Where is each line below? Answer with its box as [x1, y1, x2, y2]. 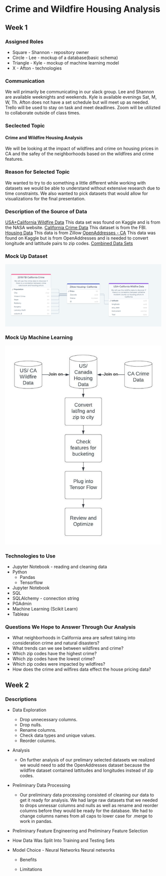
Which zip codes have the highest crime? [12, 651, 97, 657]
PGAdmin [12, 600, 32, 606]
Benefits [19, 857, 37, 863]
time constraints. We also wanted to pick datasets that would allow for [5, 190, 148, 196]
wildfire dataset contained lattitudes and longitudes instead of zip [19, 767, 154, 773]
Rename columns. [19, 727, 57, 733]
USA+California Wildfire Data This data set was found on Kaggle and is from [5, 219, 161, 225]
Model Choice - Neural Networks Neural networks [12, 847, 115, 853]
